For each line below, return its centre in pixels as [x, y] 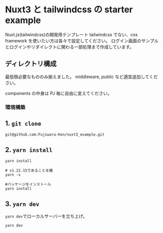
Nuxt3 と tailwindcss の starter [69, 10]
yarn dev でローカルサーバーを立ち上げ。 [46, 216]
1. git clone [23, 124]
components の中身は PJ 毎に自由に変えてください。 [59, 93]
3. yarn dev [22, 204]
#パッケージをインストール [28, 184]
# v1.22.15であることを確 [29, 171]
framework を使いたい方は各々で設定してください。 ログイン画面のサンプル [82, 41]
